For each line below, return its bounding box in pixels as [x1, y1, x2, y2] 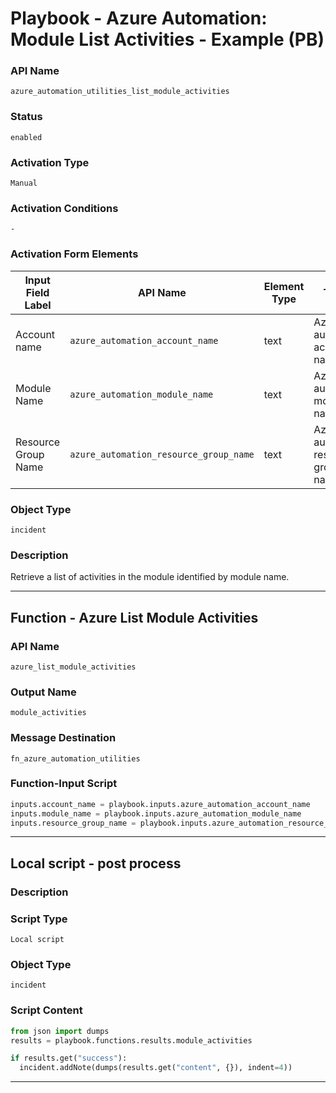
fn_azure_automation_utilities [10, 753, 141, 764]
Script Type [10, 912, 68, 926]
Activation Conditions [10, 202, 119, 215]
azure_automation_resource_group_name [69, 448, 255, 460]
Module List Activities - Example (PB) [10, 28, 325, 51]
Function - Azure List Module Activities [10, 609, 259, 626]
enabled [10, 132, 43, 142]
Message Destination [10, 731, 117, 745]
